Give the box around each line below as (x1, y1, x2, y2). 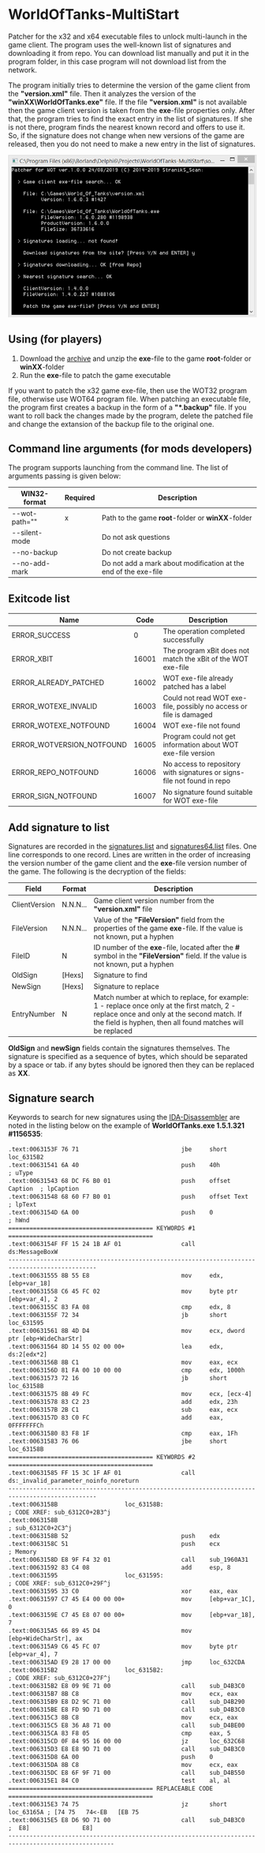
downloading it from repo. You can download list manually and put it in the (8, 48, 250, 58)
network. (8, 65, 38, 74)
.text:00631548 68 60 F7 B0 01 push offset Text (8, 1193, 248, 1201)
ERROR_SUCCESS (11, 631, 71, 640)
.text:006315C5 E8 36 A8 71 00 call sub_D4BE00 (8, 1722, 245, 1730)
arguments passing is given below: (8, 471, 121, 481)
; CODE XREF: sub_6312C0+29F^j (8, 1580, 111, 1588)
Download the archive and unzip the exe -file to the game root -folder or (19, 354, 252, 363)
